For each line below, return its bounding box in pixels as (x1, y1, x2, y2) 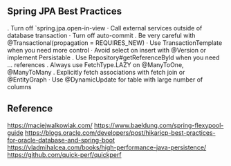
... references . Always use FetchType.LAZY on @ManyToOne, (7, 60, 185, 68)
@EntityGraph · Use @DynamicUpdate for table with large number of (7, 75, 203, 84)
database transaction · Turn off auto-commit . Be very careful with (7, 31, 196, 39)
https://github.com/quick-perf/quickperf (7, 150, 122, 158)
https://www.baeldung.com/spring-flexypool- (93, 121, 224, 129)
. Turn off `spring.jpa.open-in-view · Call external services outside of (7, 24, 203, 32)
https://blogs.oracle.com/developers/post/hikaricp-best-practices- (24, 128, 216, 137)
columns (7, 82, 32, 91)
